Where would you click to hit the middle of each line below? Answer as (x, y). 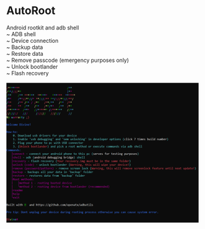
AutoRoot (31, 11)
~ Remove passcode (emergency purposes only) (68, 60)
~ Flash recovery (27, 73)
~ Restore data (25, 53)
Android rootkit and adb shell (43, 28)
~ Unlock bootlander (32, 66)
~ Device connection (33, 40)
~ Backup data (25, 47)
